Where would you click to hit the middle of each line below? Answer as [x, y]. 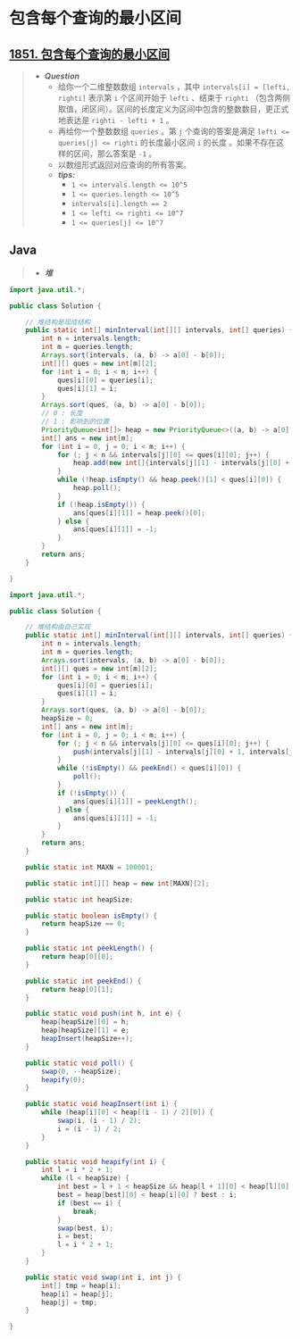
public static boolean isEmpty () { [92, 916]
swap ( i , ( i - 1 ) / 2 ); [99, 1121]
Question [62, 76]
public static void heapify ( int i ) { [96, 1161]
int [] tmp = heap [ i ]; [82, 1285]
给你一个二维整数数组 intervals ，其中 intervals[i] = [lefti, [174, 87]
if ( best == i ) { [89, 1203]
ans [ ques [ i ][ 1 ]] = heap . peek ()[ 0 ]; [139, 513]
